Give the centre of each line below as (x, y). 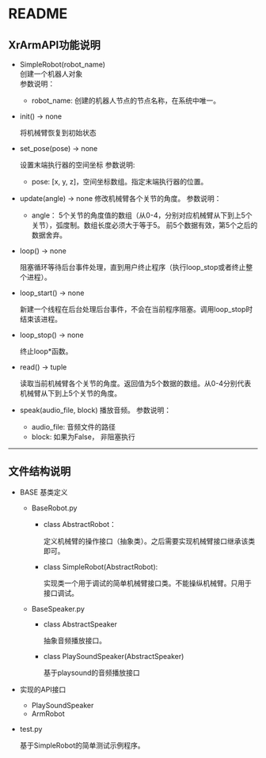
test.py (31, 729)
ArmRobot (48, 714)
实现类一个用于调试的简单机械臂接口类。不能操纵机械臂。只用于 (147, 583)
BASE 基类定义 (44, 492)
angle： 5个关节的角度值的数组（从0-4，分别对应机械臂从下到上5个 (142, 215)
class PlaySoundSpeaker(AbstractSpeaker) (114, 656)
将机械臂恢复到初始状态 (58, 133)
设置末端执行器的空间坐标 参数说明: (77, 165)
